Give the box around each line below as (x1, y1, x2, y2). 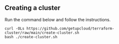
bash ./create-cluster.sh (4, 34, 57, 39)
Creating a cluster (4, 4, 61, 12)
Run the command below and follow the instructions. (4, 16, 111, 22)
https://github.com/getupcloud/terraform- (26, 26, 115, 31)
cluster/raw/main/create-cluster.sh (4, 30, 79, 35)
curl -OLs (4, 26, 25, 31)
